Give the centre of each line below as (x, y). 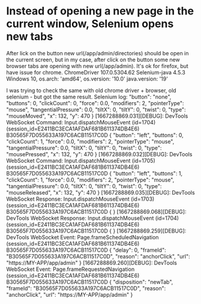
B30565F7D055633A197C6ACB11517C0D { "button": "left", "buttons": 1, (94, 173)
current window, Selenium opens (90, 24)
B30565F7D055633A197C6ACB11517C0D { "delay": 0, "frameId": (86, 250)
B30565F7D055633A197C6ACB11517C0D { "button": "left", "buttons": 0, (95, 135)
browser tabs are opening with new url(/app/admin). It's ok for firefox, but (97, 66)
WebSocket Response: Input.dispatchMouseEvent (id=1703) (80, 199)
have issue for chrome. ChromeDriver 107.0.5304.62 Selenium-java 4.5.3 (96, 72)
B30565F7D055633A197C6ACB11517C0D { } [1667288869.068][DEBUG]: (96, 211)
